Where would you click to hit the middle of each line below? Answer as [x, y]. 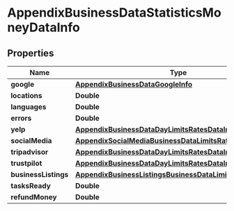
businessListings [40, 175]
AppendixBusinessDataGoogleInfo [134, 84]
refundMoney [34, 197]
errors [21, 118]
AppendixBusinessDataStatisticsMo [114, 13]
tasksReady [31, 186]
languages [29, 107]
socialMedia [31, 141]
